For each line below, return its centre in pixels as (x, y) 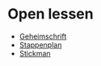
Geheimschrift (43, 36)
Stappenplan (40, 44)
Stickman (35, 53)
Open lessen (50, 14)
